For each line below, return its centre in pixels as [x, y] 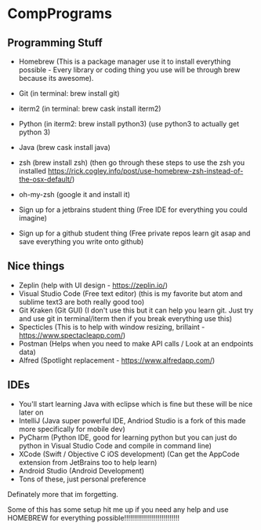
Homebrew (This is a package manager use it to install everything [125, 61]
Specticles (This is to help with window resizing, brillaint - [112, 327]
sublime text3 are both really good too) [82, 302]
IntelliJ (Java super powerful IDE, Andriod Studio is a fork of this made [132, 420]
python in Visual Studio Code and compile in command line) [115, 445]
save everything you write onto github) [81, 241]
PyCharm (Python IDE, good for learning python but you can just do [128, 437]
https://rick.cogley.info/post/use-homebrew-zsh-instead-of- [145, 171]
